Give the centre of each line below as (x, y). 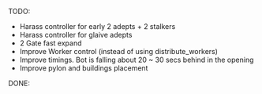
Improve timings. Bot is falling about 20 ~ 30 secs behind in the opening (137, 60)
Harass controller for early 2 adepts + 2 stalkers (97, 26)
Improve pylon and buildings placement (84, 68)
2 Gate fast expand (51, 43)
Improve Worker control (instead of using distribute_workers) (119, 51)
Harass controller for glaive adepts (76, 35)
